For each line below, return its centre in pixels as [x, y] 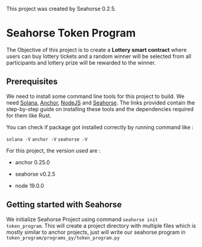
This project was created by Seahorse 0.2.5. [61, 9]
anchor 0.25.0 [32, 162]
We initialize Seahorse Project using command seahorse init [82, 219]
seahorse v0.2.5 [35, 174]
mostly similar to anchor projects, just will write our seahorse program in [96, 232]
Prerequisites [32, 82]
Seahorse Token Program [71, 33]
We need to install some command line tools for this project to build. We [96, 96]
